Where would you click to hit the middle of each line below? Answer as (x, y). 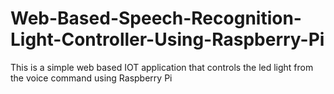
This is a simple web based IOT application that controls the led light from (162, 67)
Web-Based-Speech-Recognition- (156, 18)
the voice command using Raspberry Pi (91, 78)
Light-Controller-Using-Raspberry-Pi (167, 39)
